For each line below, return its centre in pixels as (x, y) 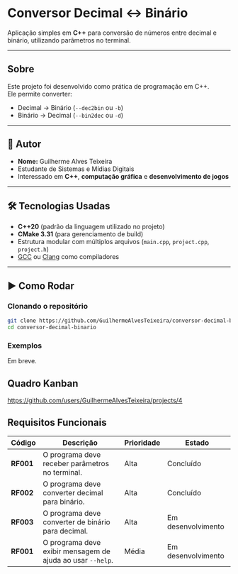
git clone (22, 321)
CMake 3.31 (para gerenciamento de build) (80, 234)
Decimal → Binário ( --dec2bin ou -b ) (70, 107)
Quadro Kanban (43, 383)
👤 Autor (24, 144)
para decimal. (66, 531)
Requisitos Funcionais (57, 423)
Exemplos (25, 346)
